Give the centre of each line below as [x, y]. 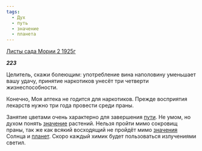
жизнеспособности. [32, 87]
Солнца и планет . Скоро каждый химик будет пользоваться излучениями [101, 137]
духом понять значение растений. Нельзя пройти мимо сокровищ [92, 123]
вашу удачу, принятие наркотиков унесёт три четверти [77, 81]
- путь [20, 23]
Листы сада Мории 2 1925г [41, 51]
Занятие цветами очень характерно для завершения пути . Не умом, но [99, 117]
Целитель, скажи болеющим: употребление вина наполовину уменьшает [101, 75]
